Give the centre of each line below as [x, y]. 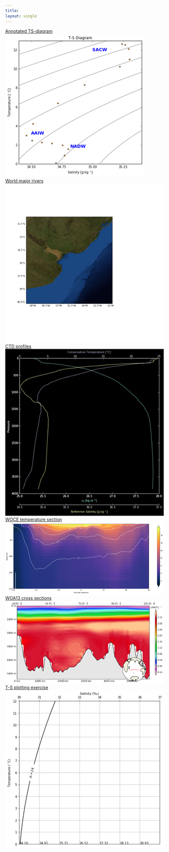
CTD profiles [18, 346]
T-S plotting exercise [27, 687]
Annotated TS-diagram [29, 31]
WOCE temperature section [33, 519]
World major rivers [24, 181]
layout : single [21, 16]
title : [12, 11]
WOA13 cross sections [28, 598]
